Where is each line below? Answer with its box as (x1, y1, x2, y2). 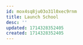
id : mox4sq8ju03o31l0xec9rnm (6, 8, 77, 15)
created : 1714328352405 (6, 30, 64, 36)
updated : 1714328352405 (6, 25, 64, 31)
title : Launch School (6, 14, 59, 20)
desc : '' (6, 19, 27, 25)
